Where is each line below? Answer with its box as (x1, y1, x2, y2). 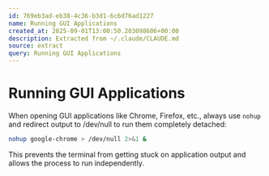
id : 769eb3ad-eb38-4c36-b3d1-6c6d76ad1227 (8, 11, 154, 20)
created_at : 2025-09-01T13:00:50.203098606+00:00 (8, 27, 180, 35)
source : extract (8, 42, 63, 50)
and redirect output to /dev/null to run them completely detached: (8, 119, 227, 129)
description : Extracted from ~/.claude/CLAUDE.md (8, 34, 180, 43)
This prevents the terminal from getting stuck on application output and (8, 149, 246, 159)
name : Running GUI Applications (8, 19, 117, 27)
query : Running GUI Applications (8, 49, 122, 57)
